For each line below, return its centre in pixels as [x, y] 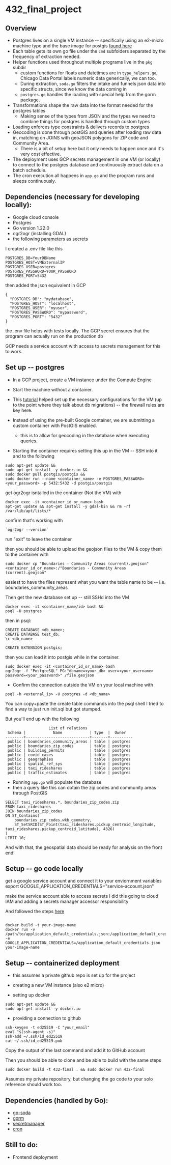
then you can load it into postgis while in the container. [62, 657]
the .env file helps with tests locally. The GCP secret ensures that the [78, 331]
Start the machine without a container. [53, 389]
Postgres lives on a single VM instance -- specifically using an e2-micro [88, 40]
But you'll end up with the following [42, 719]
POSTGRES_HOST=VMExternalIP [35, 262]
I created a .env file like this [34, 248]
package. [30, 100]
